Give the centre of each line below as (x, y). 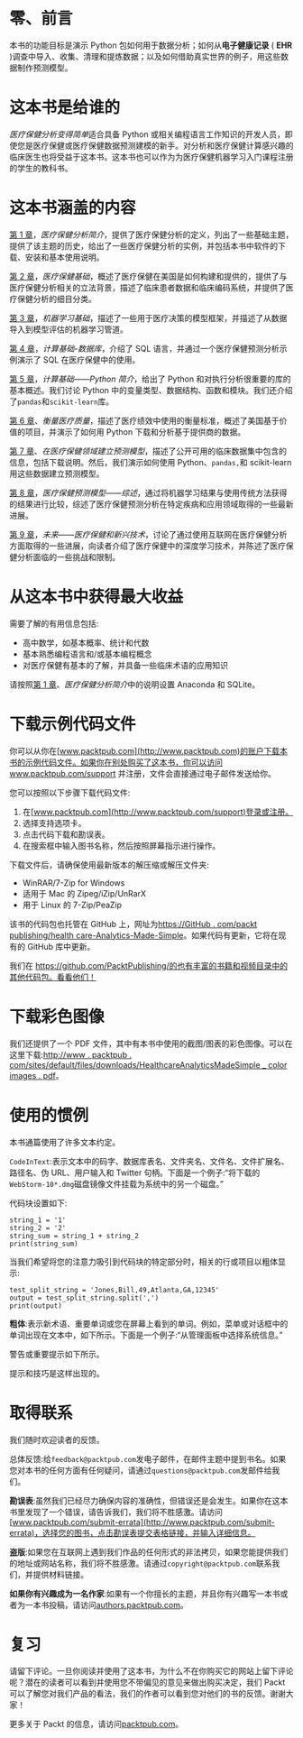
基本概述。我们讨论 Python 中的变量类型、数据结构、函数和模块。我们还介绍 (151, 390)
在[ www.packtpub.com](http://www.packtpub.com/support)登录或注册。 (158, 812)
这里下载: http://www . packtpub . (71, 1054)
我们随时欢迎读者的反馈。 (57, 1439)
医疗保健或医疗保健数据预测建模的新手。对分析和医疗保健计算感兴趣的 (163, 145)
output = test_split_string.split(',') (84, 1298)
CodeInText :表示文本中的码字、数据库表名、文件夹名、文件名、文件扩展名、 (149, 1161)
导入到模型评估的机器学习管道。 (69, 329)
